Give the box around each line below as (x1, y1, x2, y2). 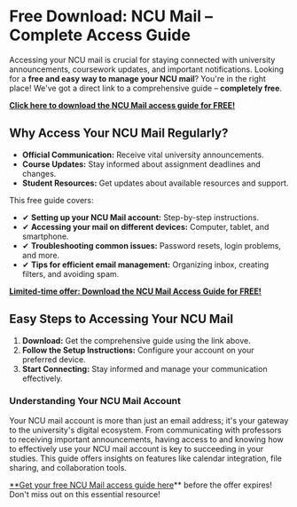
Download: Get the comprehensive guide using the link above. (21, 335, 251, 345)
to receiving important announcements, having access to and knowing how (9, 433, 284, 445)
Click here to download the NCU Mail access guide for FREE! (9, 99, 236, 110)
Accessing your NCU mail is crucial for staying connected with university (9, 54, 276, 65)
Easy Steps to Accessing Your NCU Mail (9, 312, 233, 327)
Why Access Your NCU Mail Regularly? (9, 126, 229, 141)
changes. (21, 168, 57, 178)
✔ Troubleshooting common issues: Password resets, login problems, (21, 240, 282, 250)
